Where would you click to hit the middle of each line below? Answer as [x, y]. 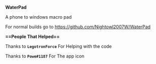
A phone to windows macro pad [38, 17]
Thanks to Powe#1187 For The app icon [45, 56]
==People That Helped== [32, 37]
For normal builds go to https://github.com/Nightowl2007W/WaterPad [78, 27]
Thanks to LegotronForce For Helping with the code [59, 46]
